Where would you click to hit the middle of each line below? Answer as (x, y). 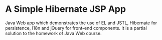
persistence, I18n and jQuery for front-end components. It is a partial (76, 28)
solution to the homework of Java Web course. (53, 33)
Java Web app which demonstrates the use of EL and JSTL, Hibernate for (81, 23)
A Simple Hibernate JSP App (66, 9)
